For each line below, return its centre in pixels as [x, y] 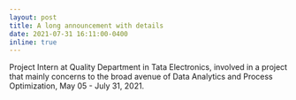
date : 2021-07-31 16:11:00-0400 [68, 34]
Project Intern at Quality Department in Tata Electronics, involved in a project [148, 67]
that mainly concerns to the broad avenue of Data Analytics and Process [141, 77]
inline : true [33, 42]
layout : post [33, 17]
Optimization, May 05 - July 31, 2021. [77, 86]
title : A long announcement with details [87, 26]
